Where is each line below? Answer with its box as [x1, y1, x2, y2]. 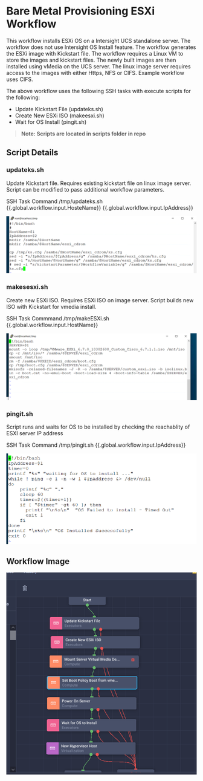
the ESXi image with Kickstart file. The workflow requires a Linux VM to [6, 50, 184, 57]
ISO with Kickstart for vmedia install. [6, 303, 97, 310]
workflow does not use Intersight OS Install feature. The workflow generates [6, 44, 196, 51]
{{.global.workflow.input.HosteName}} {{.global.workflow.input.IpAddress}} [6, 204, 193, 211]
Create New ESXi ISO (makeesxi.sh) [14, 112, 105, 119]
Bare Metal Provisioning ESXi [6, 4, 155, 18]
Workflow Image [6, 556, 70, 566]
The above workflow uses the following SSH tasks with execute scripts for [6, 87, 192, 94]
